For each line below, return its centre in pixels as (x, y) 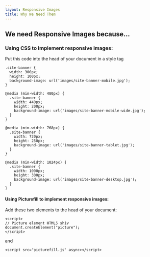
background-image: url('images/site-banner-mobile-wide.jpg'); (80, 111)
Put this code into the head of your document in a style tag (64, 59)
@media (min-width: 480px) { (35, 94)
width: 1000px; (29, 171)
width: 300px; (24, 72)
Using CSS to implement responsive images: (59, 48)
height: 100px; (25, 77)
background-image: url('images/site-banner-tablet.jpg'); (74, 145)
